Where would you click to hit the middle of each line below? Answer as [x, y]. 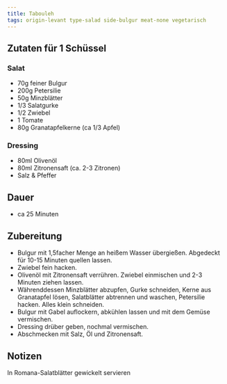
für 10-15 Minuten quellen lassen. [65, 260]
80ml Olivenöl [37, 161]
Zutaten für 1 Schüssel [57, 48]
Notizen [25, 356]
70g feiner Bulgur [42, 83]
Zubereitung [35, 236]
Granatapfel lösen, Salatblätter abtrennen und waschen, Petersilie [111, 297]
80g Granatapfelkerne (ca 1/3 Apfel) [69, 128]
